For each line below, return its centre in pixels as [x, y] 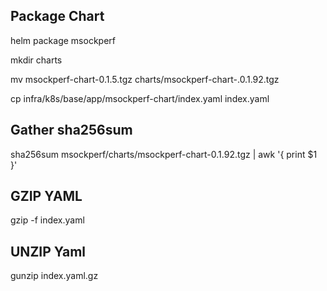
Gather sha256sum [71, 130]
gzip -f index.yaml [47, 220]
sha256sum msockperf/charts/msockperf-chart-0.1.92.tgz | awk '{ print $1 [164, 154]
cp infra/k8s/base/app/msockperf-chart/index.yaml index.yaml [140, 98]
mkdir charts [36, 60]
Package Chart [57, 16]
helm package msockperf [63, 40]
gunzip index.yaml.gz [54, 276]
